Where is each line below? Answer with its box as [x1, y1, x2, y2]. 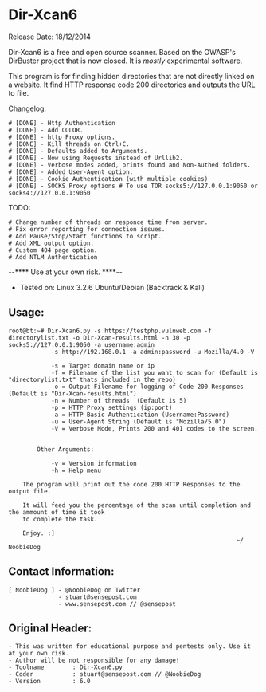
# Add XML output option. [8, 239, 94, 247]
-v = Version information [50, 459, 137, 467]
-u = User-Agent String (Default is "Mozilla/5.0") [50, 417, 226, 426]
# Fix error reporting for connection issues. [8, 225, 166, 233]
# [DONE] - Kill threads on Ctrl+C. [8, 140, 130, 148]
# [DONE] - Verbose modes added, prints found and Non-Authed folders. [8, 161, 251, 169]
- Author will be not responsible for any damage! [8, 656, 180, 665]
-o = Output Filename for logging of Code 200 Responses [50, 383, 244, 391]
